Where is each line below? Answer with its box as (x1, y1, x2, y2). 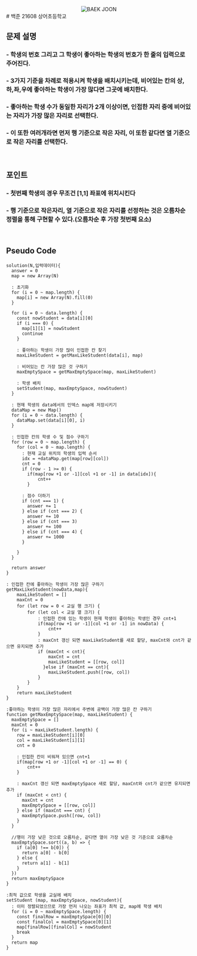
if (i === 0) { (16, 320, 54, 326)
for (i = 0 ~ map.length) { (11, 289, 81, 295)
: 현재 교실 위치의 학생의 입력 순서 (21, 450, 97, 457)
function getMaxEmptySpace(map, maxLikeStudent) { (6, 711, 133, 717)
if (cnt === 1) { (21, 498, 65, 504)
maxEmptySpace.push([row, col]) (21, 812, 101, 818)
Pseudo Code (6, 246, 57, 256)
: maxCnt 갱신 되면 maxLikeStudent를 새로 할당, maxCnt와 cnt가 (37, 637, 185, 643)
